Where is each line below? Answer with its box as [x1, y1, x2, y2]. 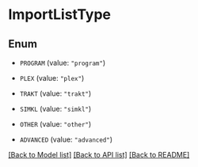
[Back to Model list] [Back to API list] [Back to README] [8, 150, 190, 159]
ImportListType [8, 6, 112, 24]
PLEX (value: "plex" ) [19, 74, 85, 82]
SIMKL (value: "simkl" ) [19, 104, 92, 113]
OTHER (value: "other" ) [19, 120, 92, 128]
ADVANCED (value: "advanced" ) [19, 135, 113, 144]
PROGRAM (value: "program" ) [19, 58, 105, 67]
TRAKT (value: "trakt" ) [19, 89, 92, 98]
